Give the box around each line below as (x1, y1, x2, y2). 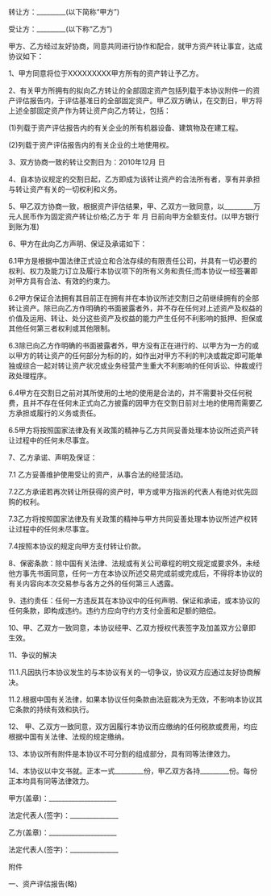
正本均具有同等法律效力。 (8, 777, 94, 786)
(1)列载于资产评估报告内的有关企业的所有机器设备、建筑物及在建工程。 (8, 123, 243, 132)
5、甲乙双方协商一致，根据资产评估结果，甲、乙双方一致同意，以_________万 (8, 202, 261, 211)
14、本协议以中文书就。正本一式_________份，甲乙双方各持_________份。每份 (8, 766, 258, 776)
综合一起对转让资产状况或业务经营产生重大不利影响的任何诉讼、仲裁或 (22, 361, 256, 370)
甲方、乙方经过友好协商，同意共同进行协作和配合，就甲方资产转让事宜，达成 (8, 41, 263, 51)
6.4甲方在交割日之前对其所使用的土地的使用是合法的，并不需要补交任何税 (8, 388, 252, 398)
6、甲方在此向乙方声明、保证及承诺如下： (8, 239, 148, 248)
